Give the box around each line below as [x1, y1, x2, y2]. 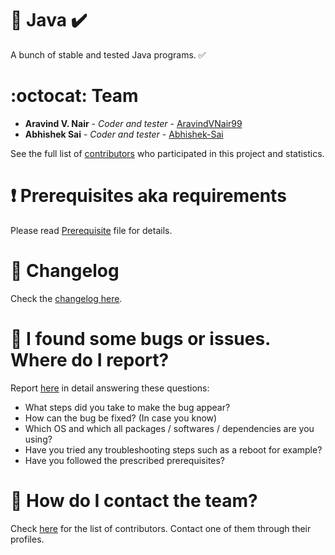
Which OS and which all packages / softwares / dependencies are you [24, 422, 315, 434]
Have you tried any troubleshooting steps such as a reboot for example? [24, 443, 323, 456]
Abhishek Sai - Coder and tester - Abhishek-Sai [24, 128, 224, 140]
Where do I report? [10, 348, 170, 371]
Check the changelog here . [10, 292, 123, 304]
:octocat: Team [10, 85, 139, 107]
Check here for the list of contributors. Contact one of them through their [10, 522, 312, 534]
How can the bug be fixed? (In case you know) [24, 412, 218, 424]
